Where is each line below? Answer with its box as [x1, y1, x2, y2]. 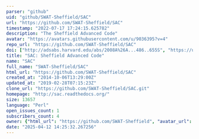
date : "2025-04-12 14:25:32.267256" [6, 124, 97, 130]
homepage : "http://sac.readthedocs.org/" [6, 91, 110, 97]
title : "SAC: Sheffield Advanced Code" [6, 53, 105, 59]
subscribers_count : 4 [6, 113, 60, 119]
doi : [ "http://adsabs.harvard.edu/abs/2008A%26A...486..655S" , [6, 47, 166, 53]
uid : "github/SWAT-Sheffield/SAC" [6, 14, 92, 20]
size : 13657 [6, 96, 36, 102]
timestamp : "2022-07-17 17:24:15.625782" [6, 25, 110, 31]
